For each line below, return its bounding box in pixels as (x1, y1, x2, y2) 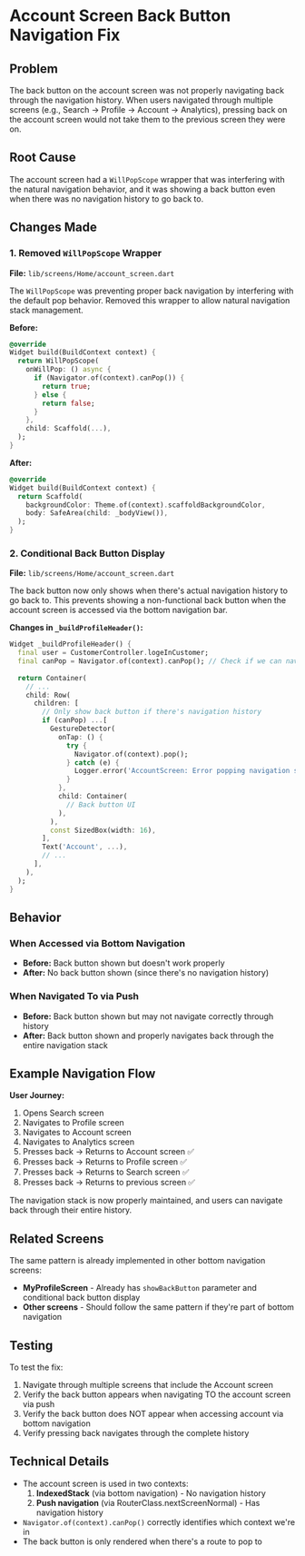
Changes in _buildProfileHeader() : (9, 622, 143, 633)
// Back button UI (66, 800, 136, 809)
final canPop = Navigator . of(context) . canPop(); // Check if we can (17, 657, 282, 666)
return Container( (17, 673, 88, 682)
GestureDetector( (49, 724, 116, 734)
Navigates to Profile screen (22, 1117, 124, 1128)
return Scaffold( (17, 491, 84, 500)
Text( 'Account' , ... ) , (42, 842, 128, 852)
